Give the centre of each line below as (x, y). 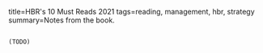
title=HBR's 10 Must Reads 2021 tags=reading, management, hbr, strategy (131, 12)
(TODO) (19, 42)
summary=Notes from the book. (62, 20)
